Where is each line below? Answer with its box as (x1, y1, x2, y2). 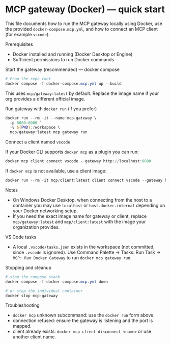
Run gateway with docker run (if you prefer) (5, 106, 97, 112)
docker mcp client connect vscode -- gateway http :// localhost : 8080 (5, 159, 152, 164)
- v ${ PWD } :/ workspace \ (10, 125, 60, 130)
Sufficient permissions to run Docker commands (12, 56, 115, 62)
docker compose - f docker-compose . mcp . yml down (5, 279, 108, 284)
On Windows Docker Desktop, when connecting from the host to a (12, 196, 152, 203)
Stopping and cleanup (5, 264, 52, 271)
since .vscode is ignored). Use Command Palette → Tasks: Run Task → (12, 249, 161, 255)
